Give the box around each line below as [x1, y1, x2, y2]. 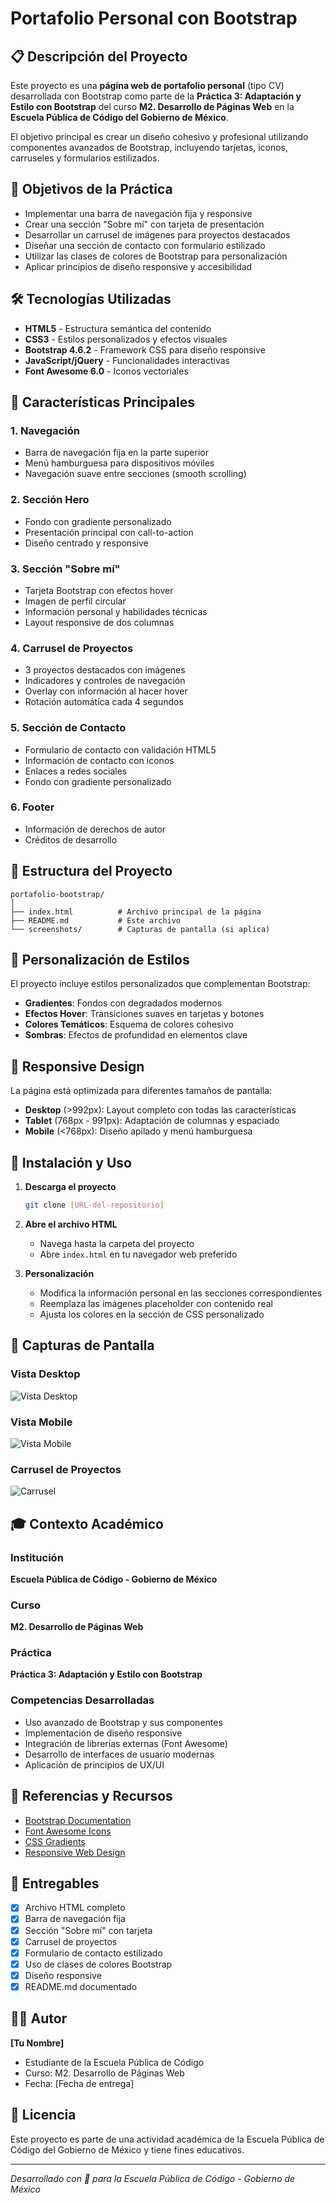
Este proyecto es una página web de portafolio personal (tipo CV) [10, 80, 285, 91]
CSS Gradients [24, 1835, 86, 1847]
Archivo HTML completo [24, 1902, 126, 1914]
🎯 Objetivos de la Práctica [10, 181, 173, 198]
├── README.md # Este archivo [10, 915, 182, 926]
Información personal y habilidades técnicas [24, 605, 208, 617]
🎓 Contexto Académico [10, 1515, 164, 1532]
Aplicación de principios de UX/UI [24, 1758, 165, 1771]
